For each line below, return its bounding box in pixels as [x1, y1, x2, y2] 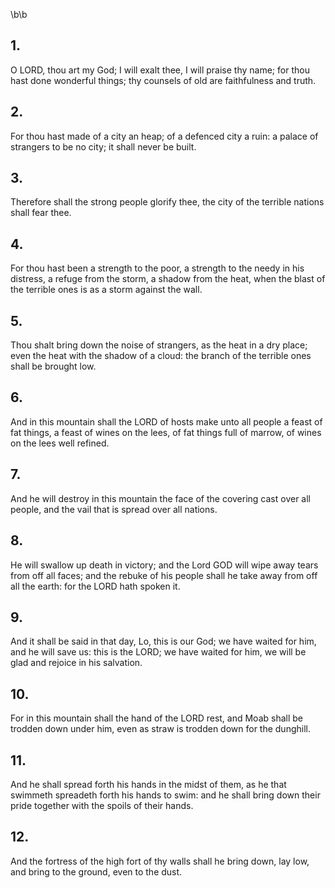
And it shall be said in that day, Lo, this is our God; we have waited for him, [10, 635, 317, 648]
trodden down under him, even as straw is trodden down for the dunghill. [10, 723, 311, 735]
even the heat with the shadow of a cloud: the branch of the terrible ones [10, 350, 312, 362]
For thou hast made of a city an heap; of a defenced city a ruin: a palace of [10, 130, 319, 142]
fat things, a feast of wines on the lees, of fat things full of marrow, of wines [10, 426, 322, 438]
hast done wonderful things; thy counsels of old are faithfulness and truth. [10, 74, 317, 86]
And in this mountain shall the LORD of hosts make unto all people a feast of [10, 415, 323, 428]
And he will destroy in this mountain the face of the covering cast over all [10, 492, 311, 504]
